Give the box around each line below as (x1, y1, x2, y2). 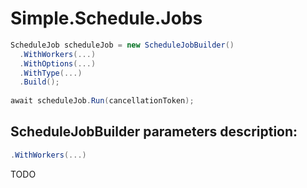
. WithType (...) (19, 68, 83, 78)
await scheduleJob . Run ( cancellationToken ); (10, 96, 195, 106)
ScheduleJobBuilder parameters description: (10, 123, 298, 141)
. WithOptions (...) (19, 58, 97, 69)
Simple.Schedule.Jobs (10, 7, 203, 30)
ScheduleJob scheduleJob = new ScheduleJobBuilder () (10, 40, 235, 50)
